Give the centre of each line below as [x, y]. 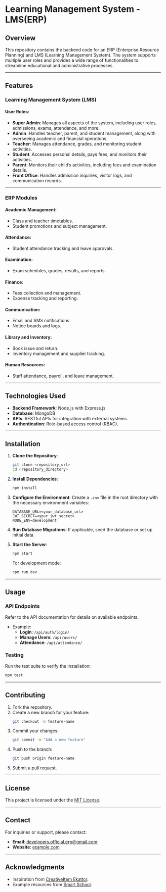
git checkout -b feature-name [43, 721]
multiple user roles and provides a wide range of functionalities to [72, 60]
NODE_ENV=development [34, 521]
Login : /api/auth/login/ [44, 632]
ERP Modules [21, 198]
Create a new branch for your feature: [51, 712]
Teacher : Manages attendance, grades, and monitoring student [77, 144]
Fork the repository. [32, 707]
